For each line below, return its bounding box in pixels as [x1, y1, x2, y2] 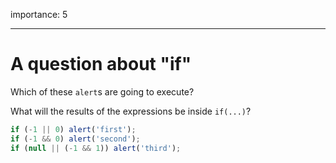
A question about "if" [10, 53, 192, 76]
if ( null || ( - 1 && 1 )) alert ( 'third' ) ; [10, 143, 182, 153]
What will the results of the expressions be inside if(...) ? [10, 105, 252, 117]
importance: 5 [10, 9, 68, 20]
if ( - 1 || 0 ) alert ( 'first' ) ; [10, 124, 137, 134]
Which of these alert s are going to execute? [10, 85, 195, 98]
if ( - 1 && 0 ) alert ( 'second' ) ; [10, 134, 141, 144]
